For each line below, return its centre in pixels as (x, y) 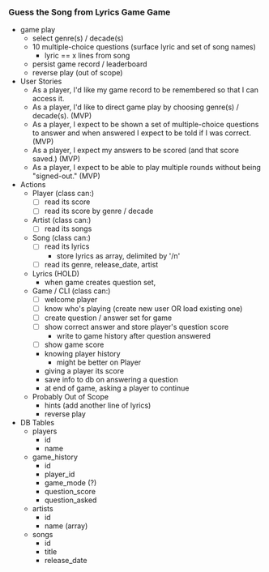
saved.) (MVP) (56, 159)
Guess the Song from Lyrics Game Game (90, 12)
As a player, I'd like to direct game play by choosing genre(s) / (135, 107)
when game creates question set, (100, 282)
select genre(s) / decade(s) (78, 38)
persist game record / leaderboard (90, 64)
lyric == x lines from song (87, 56)
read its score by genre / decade (99, 211)
